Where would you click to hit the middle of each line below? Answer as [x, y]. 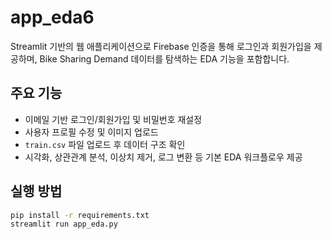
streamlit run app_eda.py [64, 224]
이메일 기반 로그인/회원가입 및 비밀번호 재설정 [113, 119]
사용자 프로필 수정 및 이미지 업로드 [91, 132]
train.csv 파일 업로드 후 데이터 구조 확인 [105, 144]
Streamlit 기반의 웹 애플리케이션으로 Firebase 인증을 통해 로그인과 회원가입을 [161, 46]
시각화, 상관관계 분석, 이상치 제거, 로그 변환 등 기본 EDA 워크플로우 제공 [163, 157]
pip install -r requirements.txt [80, 215]
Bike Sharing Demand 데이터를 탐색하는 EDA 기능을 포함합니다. [164, 58]
